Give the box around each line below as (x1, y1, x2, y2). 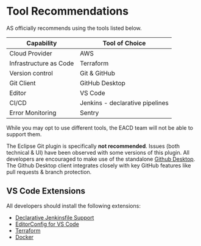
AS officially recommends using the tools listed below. (6, 24, 142, 32)
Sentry (80, 108, 99, 117)
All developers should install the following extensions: (6, 202, 141, 209)
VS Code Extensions (6, 186, 86, 196)
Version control (9, 69, 53, 77)
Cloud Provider (9, 49, 52, 57)
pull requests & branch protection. (6, 168, 92, 175)
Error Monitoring (9, 108, 57, 117)
